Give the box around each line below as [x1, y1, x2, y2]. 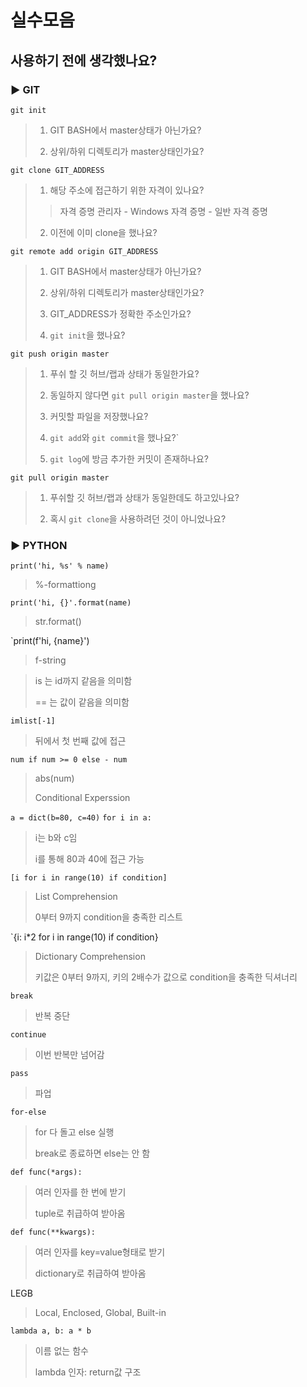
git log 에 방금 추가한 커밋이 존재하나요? [49, 452, 209, 465]
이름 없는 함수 [34, 1345, 89, 1357]
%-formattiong [34, 579, 97, 591]
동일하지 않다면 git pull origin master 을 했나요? [49, 389, 250, 401]
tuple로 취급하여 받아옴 [34, 1207, 126, 1220]
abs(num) [34, 772, 75, 785]
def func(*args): [10, 1167, 83, 1178]
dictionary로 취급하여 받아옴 [34, 1267, 147, 1280]
